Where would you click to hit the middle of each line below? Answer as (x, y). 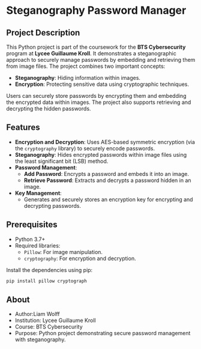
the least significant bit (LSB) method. (61, 161)
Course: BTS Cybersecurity (49, 327)
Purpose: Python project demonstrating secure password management (103, 333)
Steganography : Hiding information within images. (78, 78)
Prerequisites (32, 225)
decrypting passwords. (52, 205)
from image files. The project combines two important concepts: (86, 66)
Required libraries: (37, 245)
